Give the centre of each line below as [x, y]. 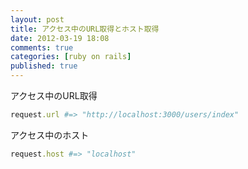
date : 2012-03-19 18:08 [60, 38]
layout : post [37, 19]
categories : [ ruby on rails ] [71, 57]
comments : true [42, 47]
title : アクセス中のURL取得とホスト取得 [85, 29]
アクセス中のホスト [50, 135]
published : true [44, 66]
